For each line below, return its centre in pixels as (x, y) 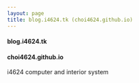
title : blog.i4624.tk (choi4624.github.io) (70, 20)
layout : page (26, 13)
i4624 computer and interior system (58, 72)
